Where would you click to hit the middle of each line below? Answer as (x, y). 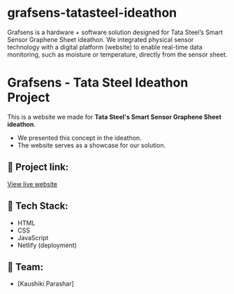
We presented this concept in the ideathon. (79, 138)
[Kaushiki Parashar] (46, 284)
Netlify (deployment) (47, 245)
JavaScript (33, 237)
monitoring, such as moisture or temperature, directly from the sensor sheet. (117, 54)
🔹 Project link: (38, 167)
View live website (32, 184)
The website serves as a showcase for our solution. (92, 145)
